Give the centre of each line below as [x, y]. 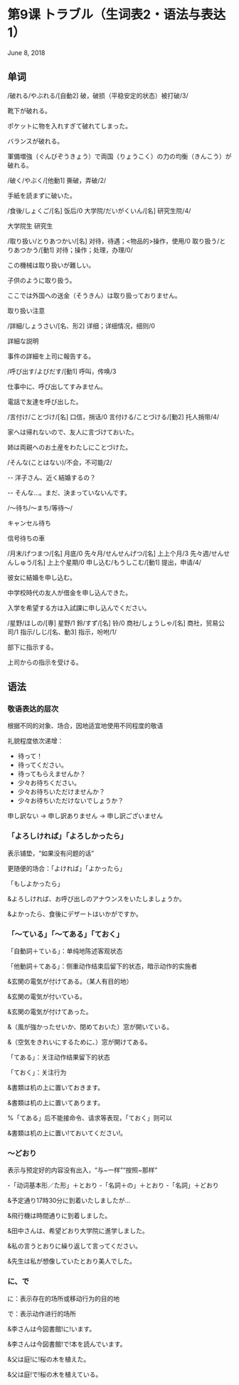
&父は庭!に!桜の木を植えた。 [49, 1359]
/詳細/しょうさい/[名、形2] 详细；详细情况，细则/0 [81, 326]
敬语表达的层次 [33, 709]
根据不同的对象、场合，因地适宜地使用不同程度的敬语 [85, 726]
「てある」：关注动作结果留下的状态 [59, 1057]
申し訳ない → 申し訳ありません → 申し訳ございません [85, 816]
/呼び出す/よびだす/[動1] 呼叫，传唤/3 [62, 371]
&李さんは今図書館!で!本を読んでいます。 [67, 1344]
